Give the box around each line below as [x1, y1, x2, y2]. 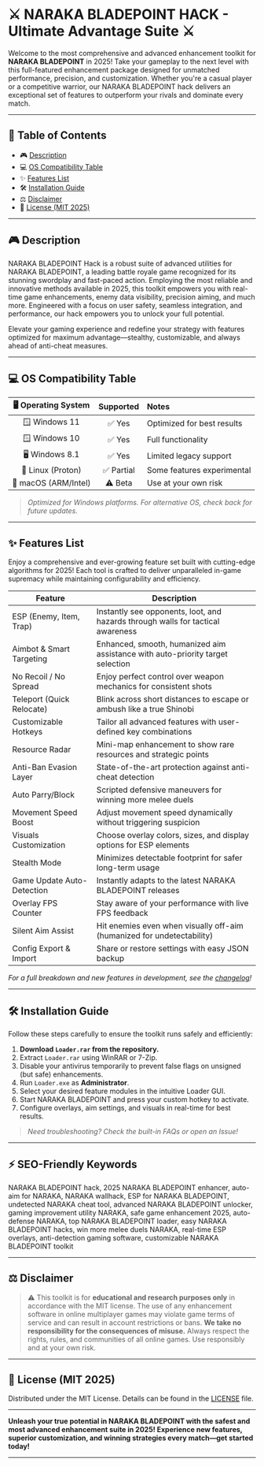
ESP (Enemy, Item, [12, 611, 80, 622]
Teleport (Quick [12, 694, 70, 705]
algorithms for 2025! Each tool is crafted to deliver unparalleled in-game [8, 566, 242, 575]
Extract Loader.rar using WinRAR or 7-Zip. [19, 1053, 158, 1062]
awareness [96, 626, 137, 637]
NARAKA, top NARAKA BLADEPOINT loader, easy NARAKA [36, 1216, 227, 1226]
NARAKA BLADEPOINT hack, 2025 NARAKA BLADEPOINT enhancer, [8, 1182, 230, 1192]
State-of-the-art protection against [96, 762, 230, 773]
